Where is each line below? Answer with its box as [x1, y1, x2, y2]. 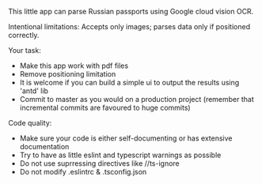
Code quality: [8, 118, 52, 127]
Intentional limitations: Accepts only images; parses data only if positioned [8, 22, 251, 31]
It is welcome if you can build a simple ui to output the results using [19, 78, 240, 87]
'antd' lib [19, 86, 49, 96]
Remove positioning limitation [19, 69, 116, 78]
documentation [19, 142, 70, 151]
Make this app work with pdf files [19, 61, 129, 70]
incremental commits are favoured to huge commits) [19, 103, 192, 112]
